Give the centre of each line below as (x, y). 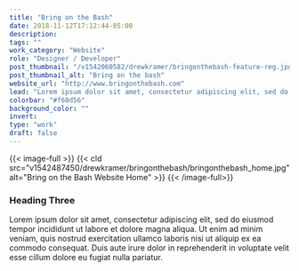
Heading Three (42, 200)
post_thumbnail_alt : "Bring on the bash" (87, 76)
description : (33, 34)
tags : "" (25, 42)
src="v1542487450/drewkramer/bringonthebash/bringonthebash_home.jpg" (149, 167)
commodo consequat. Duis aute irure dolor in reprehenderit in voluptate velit (149, 248)
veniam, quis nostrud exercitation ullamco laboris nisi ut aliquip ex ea (135, 239)
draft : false (33, 133)
